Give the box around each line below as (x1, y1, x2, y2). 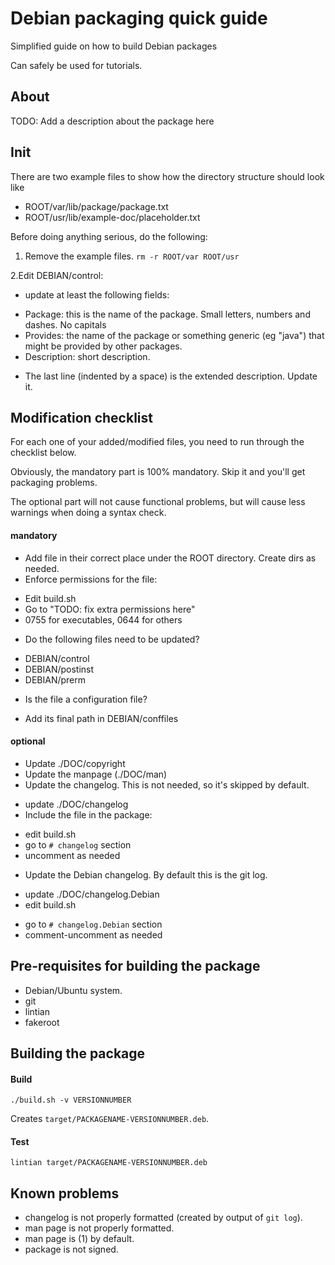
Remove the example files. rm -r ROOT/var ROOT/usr (24, 250, 240, 262)
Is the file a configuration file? (24, 693, 148, 705)
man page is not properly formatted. (24, 1222, 175, 1234)
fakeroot (24, 1016, 60, 1028)
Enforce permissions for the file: (24, 573, 158, 585)
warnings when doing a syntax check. (10, 507, 167, 519)
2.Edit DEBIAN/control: (10, 269, 104, 281)
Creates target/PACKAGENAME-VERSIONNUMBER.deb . (10, 1113, 210, 1125)
